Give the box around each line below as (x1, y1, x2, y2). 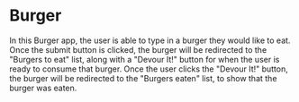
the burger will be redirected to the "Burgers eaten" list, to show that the (9, 72, 277, 83)
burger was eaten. (9, 82, 77, 93)
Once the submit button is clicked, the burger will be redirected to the (9, 44, 267, 55)
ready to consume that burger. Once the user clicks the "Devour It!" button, (9, 64, 288, 74)
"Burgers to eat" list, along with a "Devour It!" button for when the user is (9, 54, 280, 64)
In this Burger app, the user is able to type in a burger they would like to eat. (9, 35, 291, 46)
